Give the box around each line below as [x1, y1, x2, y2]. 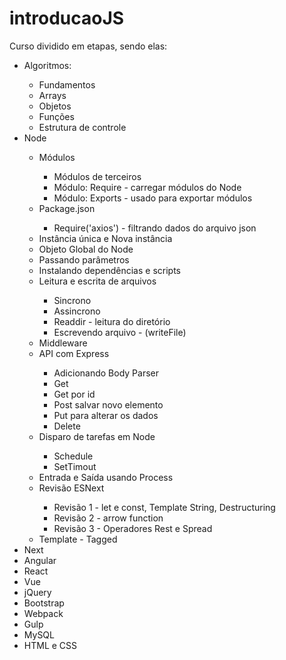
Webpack [23, 607, 64, 619]
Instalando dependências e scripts [38, 264, 181, 276]
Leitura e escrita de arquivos [38, 275, 157, 287]
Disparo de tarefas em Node [38, 430, 156, 442]
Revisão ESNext [38, 482, 105, 494]
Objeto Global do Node [38, 243, 134, 255]
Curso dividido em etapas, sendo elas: [9, 40, 168, 52]
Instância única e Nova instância [38, 232, 173, 244]
